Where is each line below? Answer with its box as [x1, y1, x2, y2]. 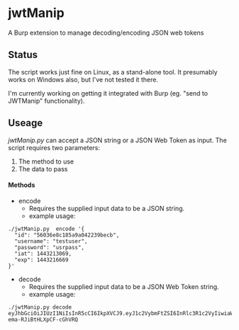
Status [8, 49, 38, 61]
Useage [8, 117, 43, 129]
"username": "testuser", [14, 237, 88, 245]
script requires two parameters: [8, 143, 100, 152]
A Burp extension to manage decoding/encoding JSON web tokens [8, 28, 204, 37]
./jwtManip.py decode [8, 303, 72, 311]
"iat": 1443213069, [14, 250, 72, 257]
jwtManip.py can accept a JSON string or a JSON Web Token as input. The [8, 136, 228, 144]
